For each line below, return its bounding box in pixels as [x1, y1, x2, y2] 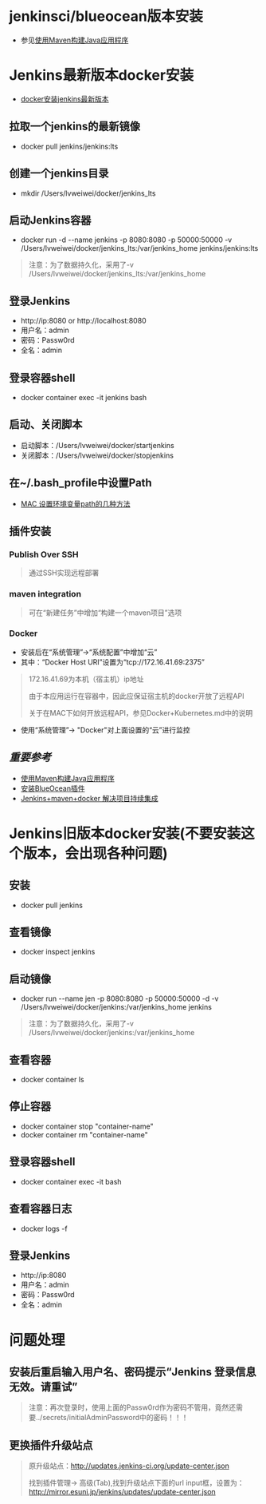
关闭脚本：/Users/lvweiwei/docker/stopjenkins [20, 450, 174, 460]
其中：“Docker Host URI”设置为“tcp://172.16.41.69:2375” [20, 657, 205, 667]
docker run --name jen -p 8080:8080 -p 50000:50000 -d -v [20, 994, 219, 1003]
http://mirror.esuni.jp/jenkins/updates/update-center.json [28, 1487, 216, 1497]
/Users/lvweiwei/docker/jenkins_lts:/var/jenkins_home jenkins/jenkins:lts [20, 244, 259, 253]
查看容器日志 [9, 1202, 72, 1216]
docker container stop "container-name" [20, 1121, 154, 1131]
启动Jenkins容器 [9, 213, 92, 227]
